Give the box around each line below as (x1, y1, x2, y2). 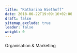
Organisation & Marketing (5, 43, 56, 48)
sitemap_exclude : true (5, 20, 51, 26)
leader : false (5, 25, 34, 30)
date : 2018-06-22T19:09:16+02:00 (5, 12, 73, 16)
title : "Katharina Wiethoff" (5, 7, 64, 12)
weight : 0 (5, 29, 25, 34)
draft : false (5, 16, 31, 21)
